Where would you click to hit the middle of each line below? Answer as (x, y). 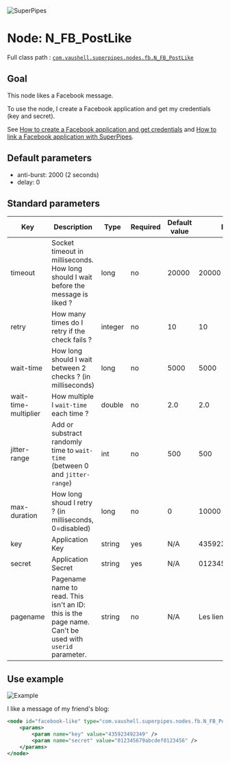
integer (113, 327)
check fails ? (72, 340)
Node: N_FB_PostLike (69, 38)
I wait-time (69, 405)
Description (73, 227)
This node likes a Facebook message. (60, 95)
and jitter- (71, 475)
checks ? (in (71, 377)
